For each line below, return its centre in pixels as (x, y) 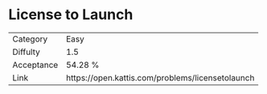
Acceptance (35, 65)
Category (30, 39)
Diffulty (26, 52)
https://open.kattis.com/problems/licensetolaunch (160, 77)
